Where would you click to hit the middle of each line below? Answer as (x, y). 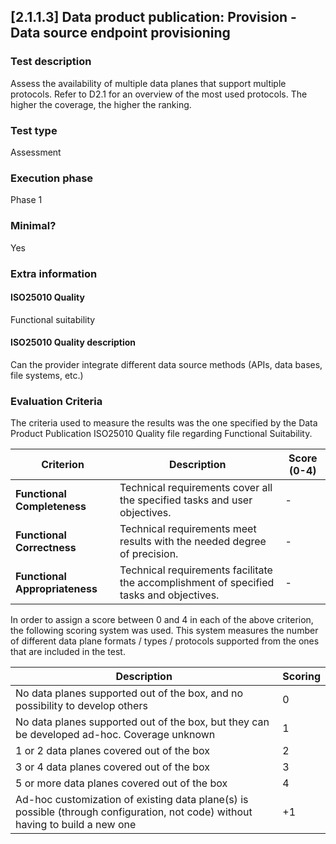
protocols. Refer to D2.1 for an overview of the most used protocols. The (159, 94)
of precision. (149, 554)
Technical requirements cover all (196, 488)
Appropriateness (56, 589)
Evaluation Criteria (56, 401)
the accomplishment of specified (197, 583)
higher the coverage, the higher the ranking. (101, 104)
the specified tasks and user (186, 500)
